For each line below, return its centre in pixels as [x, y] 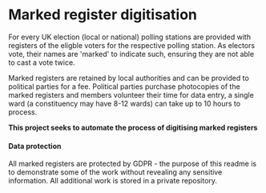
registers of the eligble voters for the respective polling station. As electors [131, 45]
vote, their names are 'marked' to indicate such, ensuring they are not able [131, 54]
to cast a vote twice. [42, 62]
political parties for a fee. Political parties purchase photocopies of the [124, 86]
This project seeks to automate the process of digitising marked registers [133, 127]
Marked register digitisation [103, 15]
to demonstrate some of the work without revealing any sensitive [115, 172]
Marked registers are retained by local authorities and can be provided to [129, 78]
